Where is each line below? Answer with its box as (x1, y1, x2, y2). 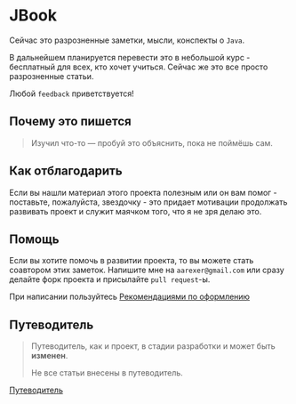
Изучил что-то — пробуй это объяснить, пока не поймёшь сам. (30, 137, 274, 148)
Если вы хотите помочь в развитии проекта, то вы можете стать (9, 255, 254, 266)
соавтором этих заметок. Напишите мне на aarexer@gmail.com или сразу (9, 264, 284, 276)
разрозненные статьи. (9, 70, 94, 81)
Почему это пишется (9, 114, 132, 129)
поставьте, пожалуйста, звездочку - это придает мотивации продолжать (9, 197, 288, 207)
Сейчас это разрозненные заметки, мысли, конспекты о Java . (9, 35, 245, 45)
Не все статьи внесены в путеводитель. (30, 368, 184, 378)
